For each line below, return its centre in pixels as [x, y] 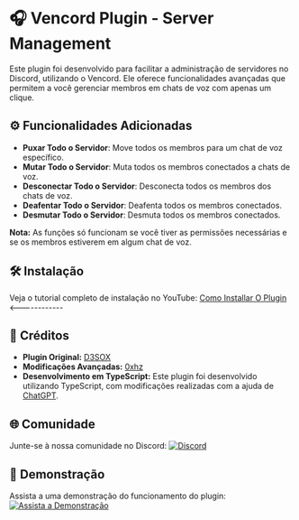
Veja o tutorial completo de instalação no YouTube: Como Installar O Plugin [148, 297]
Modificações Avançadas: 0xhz [83, 367]
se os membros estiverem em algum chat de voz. [100, 242]
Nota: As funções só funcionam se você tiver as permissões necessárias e [148, 232]
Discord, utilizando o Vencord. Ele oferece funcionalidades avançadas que [148, 78]
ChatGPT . [40, 395]
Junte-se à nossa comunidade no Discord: [88, 446]
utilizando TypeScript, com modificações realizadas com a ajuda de [148, 386]
